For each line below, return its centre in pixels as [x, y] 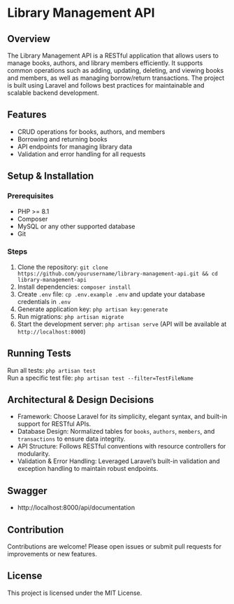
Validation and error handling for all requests [81, 154]
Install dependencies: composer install [74, 287]
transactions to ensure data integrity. [71, 439]
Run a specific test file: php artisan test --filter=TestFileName [100, 378]
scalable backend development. [53, 93]
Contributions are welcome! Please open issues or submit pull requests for [115, 547]
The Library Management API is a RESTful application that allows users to [113, 55]
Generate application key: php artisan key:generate [93, 309]
